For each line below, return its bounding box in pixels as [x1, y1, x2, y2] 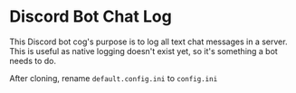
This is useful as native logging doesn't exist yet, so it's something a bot [9, 45, 278, 56]
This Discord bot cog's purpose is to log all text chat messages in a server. [9, 36, 288, 47]
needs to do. [9, 55, 57, 66]
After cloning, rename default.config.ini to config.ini [9, 72, 218, 83]
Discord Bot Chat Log [9, 6, 172, 27]
